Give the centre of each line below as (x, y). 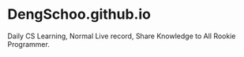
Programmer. (29, 44)
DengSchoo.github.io (79, 14)
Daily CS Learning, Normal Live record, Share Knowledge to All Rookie (122, 36)
